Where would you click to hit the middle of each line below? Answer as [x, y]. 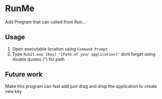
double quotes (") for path [38, 59]
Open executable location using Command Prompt [60, 49]
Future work [24, 74]
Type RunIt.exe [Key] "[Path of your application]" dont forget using [84, 54]
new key [13, 91]
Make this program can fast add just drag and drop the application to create [81, 86]
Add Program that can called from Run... [46, 22]
